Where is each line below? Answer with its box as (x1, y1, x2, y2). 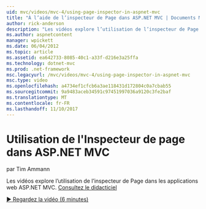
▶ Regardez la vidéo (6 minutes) (6, 196, 89, 203)
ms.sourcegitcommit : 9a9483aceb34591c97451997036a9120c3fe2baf (6, 89, 172, 95)
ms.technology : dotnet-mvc (6, 60, 75, 66)
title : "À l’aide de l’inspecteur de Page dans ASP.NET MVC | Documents (6, 15, 196, 21)
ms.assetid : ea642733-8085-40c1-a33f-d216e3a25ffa (6, 55, 139, 61)
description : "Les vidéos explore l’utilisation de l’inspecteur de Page (6, 26, 199, 32)
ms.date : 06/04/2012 (6, 44, 59, 50)
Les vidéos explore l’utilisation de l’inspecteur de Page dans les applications (6, 177, 198, 184)
